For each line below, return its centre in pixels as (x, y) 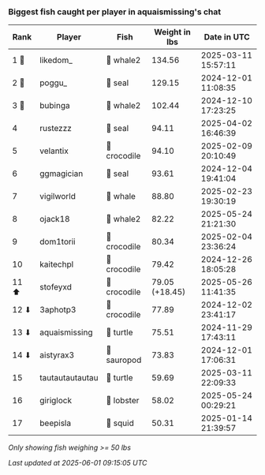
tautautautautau (69, 378)
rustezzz (56, 129)
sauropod (124, 360)
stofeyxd (56, 287)
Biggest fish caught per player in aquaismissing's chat (115, 12)
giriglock (56, 401)
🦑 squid (120, 423)
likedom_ (56, 60)
